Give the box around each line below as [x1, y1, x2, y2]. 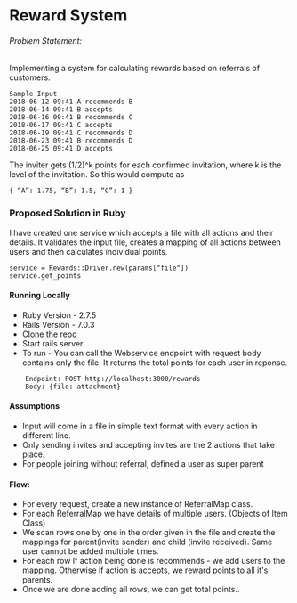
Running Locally [9, 290, 71, 301]
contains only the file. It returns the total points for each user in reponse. [21, 357, 288, 368]
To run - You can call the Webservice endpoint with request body [21, 347, 261, 358]
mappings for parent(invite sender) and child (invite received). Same [21, 536, 273, 548]
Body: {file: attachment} [25, 382, 122, 391]
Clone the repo [21, 329, 77, 339]
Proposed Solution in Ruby [9, 207, 126, 219]
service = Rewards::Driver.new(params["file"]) [9, 264, 189, 273]
